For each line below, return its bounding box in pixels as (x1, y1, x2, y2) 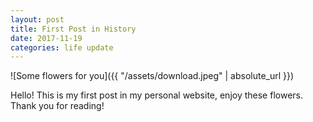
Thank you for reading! (10, 100, 105, 112)
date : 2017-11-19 (10, 33, 83, 43)
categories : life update (10, 42, 114, 53)
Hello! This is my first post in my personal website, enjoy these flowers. (10, 89, 303, 101)
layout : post (10, 14, 65, 25)
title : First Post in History (10, 24, 137, 34)
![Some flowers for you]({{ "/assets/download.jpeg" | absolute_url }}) (10, 70, 295, 82)
